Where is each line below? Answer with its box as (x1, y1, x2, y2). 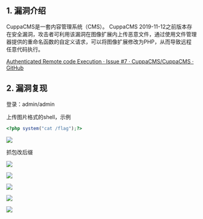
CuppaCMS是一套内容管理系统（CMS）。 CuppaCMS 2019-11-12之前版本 (6, 23, 187, 30)
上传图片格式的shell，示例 (6, 113, 71, 120)
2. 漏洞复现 (6, 83, 48, 94)
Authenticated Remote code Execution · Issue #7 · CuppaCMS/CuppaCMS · (6, 57, 194, 65)
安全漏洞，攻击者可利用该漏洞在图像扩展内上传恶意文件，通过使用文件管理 (11, 30, 197, 38)
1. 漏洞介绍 (6, 5, 47, 16)
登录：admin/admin (6, 100, 55, 108)
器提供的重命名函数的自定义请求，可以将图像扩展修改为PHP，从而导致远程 (6, 38, 192, 45)
